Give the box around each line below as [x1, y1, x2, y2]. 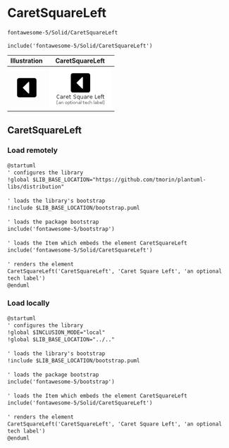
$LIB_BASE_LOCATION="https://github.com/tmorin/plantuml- [32, 176, 206, 183]
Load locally [7, 298, 50, 308]
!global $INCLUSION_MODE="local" [7, 329, 106, 336]
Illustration [10, 56, 44, 65]
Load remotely [7, 145, 58, 155]
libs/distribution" [7, 183, 65, 190]
